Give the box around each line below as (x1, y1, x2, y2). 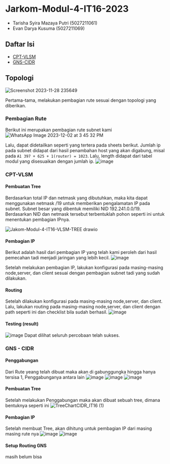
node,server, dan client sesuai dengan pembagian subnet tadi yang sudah (5, 270, 160, 276)
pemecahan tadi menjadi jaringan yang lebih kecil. (5, 255, 110, 261)
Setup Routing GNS (5, 442, 47, 448)
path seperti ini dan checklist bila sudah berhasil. (5, 309, 108, 315)
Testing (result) (5, 321, 39, 327)
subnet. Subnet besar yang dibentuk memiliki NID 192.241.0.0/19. (5, 206, 141, 212)
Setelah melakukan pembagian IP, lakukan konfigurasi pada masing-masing (5, 265, 163, 271)
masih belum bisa (5, 454, 42, 460)
